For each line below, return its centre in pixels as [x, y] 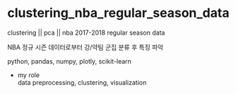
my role [29, 75]
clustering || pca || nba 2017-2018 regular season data [86, 33]
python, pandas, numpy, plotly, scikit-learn [70, 61]
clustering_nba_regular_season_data [118, 13]
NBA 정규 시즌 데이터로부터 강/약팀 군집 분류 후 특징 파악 [85, 47]
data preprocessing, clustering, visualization [82, 82]
